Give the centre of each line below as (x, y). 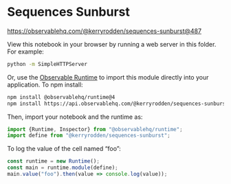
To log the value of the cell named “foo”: (64, 149)
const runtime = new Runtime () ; (53, 161)
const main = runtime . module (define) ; (63, 168)
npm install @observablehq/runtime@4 (61, 97)
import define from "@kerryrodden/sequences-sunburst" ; (89, 136)
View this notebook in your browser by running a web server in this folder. (112, 44)
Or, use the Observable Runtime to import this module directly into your (108, 77)
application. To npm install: (45, 84)
